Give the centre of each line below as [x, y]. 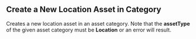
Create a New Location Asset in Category [84, 10]
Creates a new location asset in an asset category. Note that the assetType [98, 23]
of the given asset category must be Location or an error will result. [89, 30]
